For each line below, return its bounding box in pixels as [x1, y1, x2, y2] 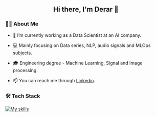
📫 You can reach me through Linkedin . [12, 77, 96, 83]
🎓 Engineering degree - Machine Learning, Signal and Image [12, 60, 143, 66]
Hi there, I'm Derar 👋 [53, 5, 119, 14]
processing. [12, 67, 38, 73]
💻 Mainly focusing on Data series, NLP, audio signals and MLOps [12, 42, 151, 49]
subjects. [12, 50, 32, 56]
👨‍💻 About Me [5, 20, 38, 28]
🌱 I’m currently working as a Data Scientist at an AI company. [12, 32, 142, 38]
